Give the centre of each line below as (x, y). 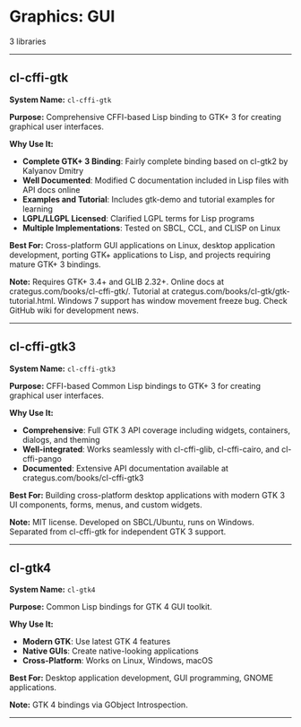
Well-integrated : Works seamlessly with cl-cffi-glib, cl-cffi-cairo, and (150, 449)
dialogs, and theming (61, 439)
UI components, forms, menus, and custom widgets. (106, 505)
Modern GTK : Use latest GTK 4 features (96, 642)
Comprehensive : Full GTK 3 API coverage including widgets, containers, (156, 430)
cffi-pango (42, 458)
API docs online (51, 189)
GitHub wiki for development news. (74, 310)
